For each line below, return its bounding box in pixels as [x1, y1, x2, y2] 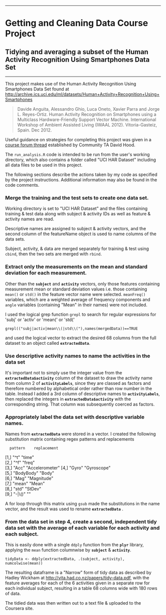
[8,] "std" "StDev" [5, 486, 41, 492]
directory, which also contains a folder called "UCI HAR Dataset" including [5, 157, 157, 163]
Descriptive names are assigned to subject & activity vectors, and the [5, 226, 146, 232]
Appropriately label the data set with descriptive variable [5, 413, 145, 420]
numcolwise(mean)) [5, 561, 43, 566]
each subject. [5, 531, 39, 537]
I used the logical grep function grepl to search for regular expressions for [5, 311, 157, 317]
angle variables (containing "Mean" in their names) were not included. [5, 302, 148, 308]
